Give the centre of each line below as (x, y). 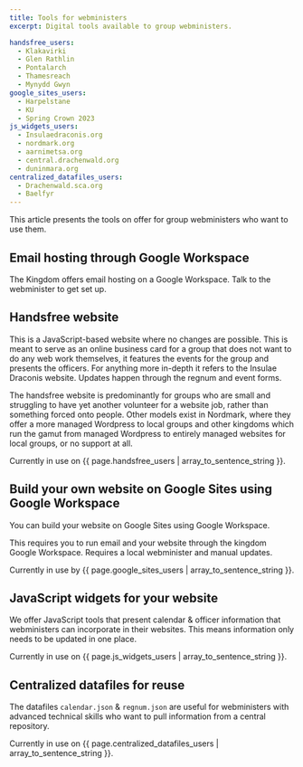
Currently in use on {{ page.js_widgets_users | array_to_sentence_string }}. (148, 657)
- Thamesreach (44, 76)
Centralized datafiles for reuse (97, 685)
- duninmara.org (48, 168)
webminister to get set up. (58, 289)
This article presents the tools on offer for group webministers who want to (149, 220)
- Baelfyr (36, 194)
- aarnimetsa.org (50, 152)
